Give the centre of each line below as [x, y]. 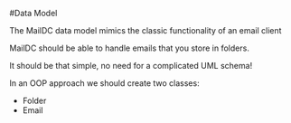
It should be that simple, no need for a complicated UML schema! [131, 66]
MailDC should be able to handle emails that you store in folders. [130, 48]
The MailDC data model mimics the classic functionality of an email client [145, 30]
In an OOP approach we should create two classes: [105, 83]
